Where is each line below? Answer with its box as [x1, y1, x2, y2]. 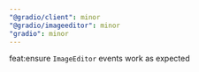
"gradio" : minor [9, 29, 69, 38]
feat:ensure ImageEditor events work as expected [9, 54, 190, 64]
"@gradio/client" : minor [9, 12, 101, 22]
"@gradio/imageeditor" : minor [9, 21, 121, 30]
